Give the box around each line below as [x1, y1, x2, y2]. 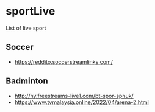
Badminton [5, 76, 48, 86]
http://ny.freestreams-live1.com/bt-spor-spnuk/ [14, 92, 134, 99]
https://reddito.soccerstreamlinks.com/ [14, 58, 114, 65]
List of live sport [5, 24, 46, 32]
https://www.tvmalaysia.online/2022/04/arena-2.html [14, 99, 149, 106]
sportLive [5, 4, 56, 18]
